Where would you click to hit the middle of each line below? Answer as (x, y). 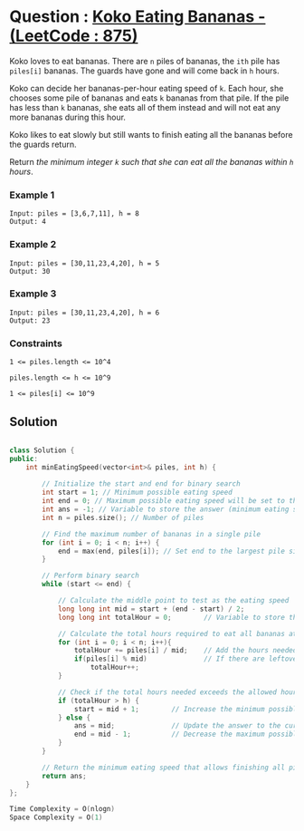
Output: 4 (28, 222)
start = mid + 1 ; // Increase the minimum (169, 709)
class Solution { (42, 450)
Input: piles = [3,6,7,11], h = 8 (75, 214)
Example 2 (33, 245)
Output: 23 (30, 320)
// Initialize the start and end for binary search (142, 484)
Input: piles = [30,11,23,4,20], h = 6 (85, 313)
